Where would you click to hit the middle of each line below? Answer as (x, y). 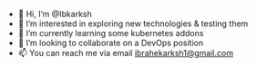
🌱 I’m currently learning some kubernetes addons (111, 33)
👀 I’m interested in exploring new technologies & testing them (133, 24)
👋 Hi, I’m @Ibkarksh (55, 14)
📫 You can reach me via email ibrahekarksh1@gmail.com (126, 53)
